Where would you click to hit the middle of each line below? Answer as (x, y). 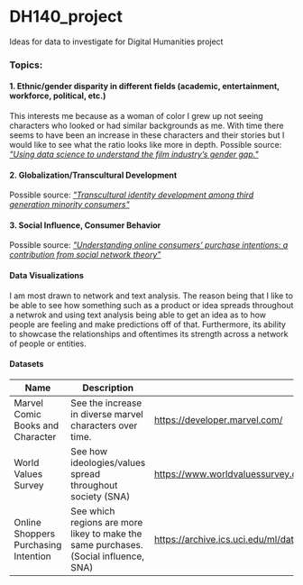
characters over (104, 425)
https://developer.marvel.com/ (218, 419)
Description (108, 388)
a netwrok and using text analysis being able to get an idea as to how (138, 315)
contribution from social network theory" (85, 255)
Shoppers (35, 534)
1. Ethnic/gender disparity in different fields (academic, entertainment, (144, 87)
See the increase (106, 403)
